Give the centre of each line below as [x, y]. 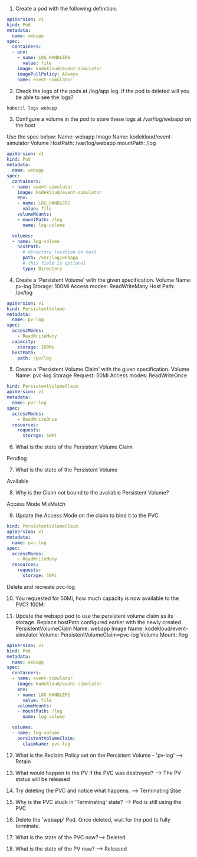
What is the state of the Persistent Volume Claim [74, 447]
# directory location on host [59, 252]
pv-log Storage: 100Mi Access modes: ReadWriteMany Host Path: [95, 286]
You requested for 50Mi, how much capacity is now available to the [97, 598]
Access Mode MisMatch [36, 504]
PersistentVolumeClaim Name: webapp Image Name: [79, 628]
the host [25, 126]
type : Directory [42, 268]
